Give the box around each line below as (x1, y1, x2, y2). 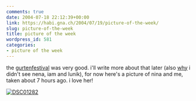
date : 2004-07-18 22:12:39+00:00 (6, 14, 90, 20)
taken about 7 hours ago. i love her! (6, 76, 94, 84)
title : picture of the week (6, 31, 76, 37)
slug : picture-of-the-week (6, 25, 73, 32)
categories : (6, 42, 36, 48)
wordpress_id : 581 (6, 36, 52, 42)
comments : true (6, 8, 44, 15)
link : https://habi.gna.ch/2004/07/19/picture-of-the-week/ (6, 20, 160, 26)
